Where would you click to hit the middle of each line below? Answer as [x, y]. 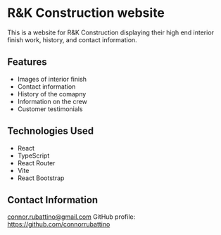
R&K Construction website [86, 13]
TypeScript [33, 155]
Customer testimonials [50, 109]
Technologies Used [50, 131]
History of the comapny [52, 94]
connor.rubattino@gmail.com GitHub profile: [71, 217]
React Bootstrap [41, 178]
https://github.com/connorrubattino [59, 224]
